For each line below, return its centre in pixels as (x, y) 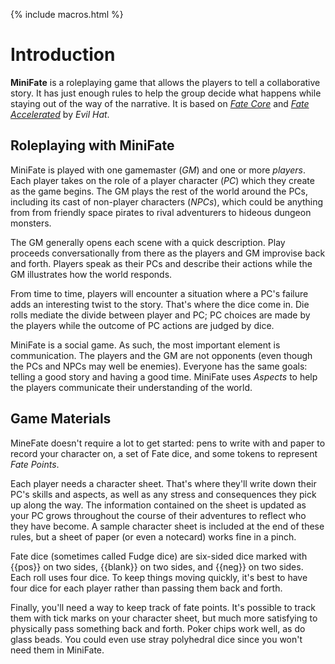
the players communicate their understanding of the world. (131, 387)
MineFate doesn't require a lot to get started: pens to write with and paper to (168, 443)
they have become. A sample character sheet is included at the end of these (167, 526)
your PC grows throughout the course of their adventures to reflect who (158, 515)
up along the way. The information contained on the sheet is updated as (158, 505)
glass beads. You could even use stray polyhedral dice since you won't (156, 639)
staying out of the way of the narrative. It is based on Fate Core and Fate (160, 103)
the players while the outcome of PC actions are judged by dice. (142, 325)
